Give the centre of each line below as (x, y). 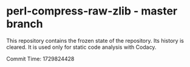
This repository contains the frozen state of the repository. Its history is (95, 40)
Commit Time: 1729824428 (40, 59)
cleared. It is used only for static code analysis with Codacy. (81, 47)
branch (25, 24)
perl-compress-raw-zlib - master (92, 11)
